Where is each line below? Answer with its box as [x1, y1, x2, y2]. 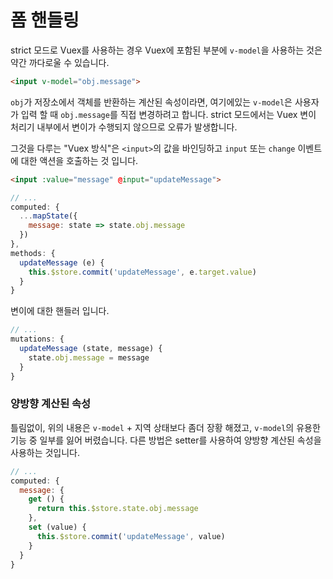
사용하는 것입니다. [10, 446, 81, 458]
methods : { [10, 248, 56, 258]
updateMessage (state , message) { [19, 344, 163, 354]
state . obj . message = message [28, 352, 150, 363]
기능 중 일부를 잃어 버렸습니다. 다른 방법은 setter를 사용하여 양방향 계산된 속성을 [10, 434, 322, 446]
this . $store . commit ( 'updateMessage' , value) [36, 531, 226, 541]
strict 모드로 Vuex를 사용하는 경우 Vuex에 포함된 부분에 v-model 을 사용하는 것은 [10, 44, 323, 56]
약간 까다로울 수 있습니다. [10, 56, 110, 68]
